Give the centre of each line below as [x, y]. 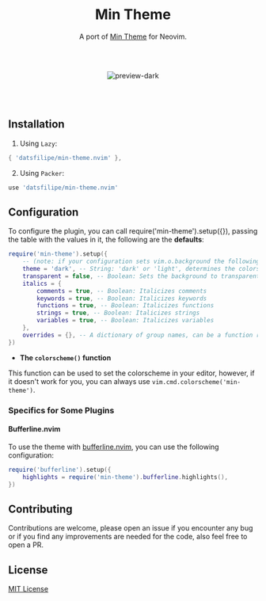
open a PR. [26, 545]
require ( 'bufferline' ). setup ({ [60, 470]
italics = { [42, 283]
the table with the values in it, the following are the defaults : [106, 240]
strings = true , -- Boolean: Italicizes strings [118, 313]
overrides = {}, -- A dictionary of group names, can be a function [138, 335]
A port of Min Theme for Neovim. [133, 36]
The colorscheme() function [65, 357]
